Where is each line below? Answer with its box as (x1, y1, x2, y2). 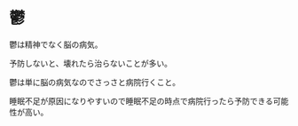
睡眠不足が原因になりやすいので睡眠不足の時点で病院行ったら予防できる (9, 95, 273, 106)
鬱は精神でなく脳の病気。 (9, 39, 103, 50)
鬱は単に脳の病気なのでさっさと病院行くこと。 (9, 76, 180, 87)
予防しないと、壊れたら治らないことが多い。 (9, 58, 173, 68)
